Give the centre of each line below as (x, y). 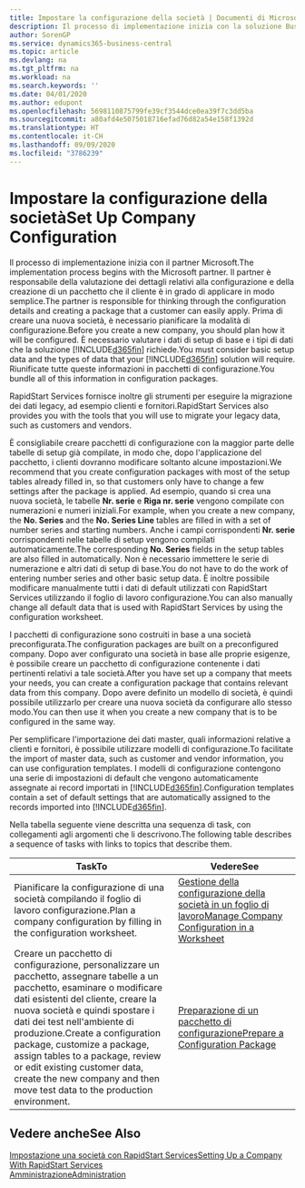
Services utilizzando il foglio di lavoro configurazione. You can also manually (151, 597)
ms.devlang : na (38, 60)
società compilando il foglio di (78, 899)
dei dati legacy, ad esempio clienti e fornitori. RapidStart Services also (139, 405)
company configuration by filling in (88, 921)
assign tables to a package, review (88, 1055)
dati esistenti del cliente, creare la (85, 999)
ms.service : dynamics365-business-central (91, 43)
